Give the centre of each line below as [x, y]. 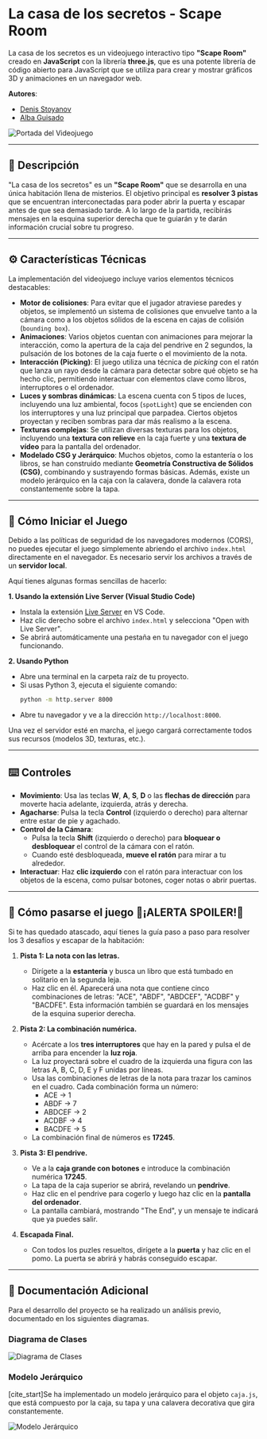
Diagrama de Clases [48, 1339]
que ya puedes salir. [64, 1218]
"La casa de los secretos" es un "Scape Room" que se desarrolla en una [128, 185]
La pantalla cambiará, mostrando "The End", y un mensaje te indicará [145, 1210]
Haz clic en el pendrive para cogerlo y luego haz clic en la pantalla [141, 1193]
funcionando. [41, 646]
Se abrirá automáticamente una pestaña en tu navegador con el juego [134, 637]
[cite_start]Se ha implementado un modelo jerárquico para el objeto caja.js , [133, 1394]
